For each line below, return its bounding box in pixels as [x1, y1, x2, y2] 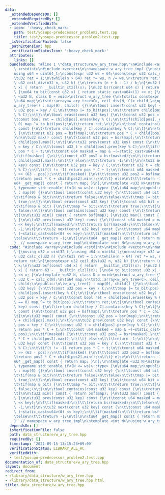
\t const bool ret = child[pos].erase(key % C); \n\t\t [14, 116, 126, 122]
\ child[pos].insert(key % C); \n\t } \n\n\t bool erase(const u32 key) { [14, 291, 162, 295]
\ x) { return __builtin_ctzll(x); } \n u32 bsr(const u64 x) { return [14, 85, 160, 90]
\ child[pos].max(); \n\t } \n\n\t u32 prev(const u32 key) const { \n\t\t [14, 140, 162, 145]
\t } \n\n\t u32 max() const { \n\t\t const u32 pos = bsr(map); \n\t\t [14, 313, 153, 319]
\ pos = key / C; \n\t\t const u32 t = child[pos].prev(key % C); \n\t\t [14, 322, 162, 327]
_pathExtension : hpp [9, 44, 52, 49]
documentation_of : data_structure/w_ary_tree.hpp [5, 460, 109, 465]
